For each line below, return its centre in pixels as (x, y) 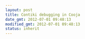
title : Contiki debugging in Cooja (43, 15)
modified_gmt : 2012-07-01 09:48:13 (43, 24)
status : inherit (22, 29)
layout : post (19, 10)
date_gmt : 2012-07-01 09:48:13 (38, 19)
